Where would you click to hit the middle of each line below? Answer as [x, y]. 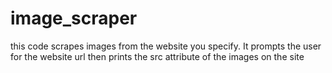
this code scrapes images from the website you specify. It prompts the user [166, 46]
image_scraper [74, 18]
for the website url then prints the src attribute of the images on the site [157, 56]
